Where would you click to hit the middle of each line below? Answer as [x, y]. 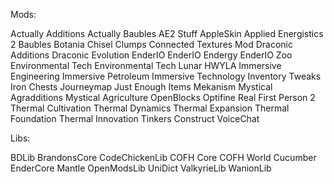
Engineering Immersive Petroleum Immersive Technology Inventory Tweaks [166, 76]
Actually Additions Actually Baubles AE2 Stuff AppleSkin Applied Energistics [167, 33]
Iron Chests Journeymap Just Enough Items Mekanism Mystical [141, 87]
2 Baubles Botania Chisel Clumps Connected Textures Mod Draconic [151, 44]
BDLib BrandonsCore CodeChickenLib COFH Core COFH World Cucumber [163, 157]
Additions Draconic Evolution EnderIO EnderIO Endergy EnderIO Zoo [151, 55]
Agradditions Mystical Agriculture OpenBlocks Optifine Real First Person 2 [163, 97]
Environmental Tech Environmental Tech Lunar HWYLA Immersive [146, 65]
